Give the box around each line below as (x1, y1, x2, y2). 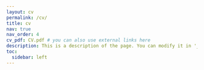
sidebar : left (12, 54, 47, 60)
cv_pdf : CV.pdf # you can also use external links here (6, 37, 151, 43)
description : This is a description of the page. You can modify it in (6, 43, 191, 49)
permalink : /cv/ (6, 15, 47, 21)
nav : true (6, 26, 32, 32)
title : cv (6, 20, 32, 26)
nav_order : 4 (6, 32, 39, 38)
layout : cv (6, 9, 34, 15)
